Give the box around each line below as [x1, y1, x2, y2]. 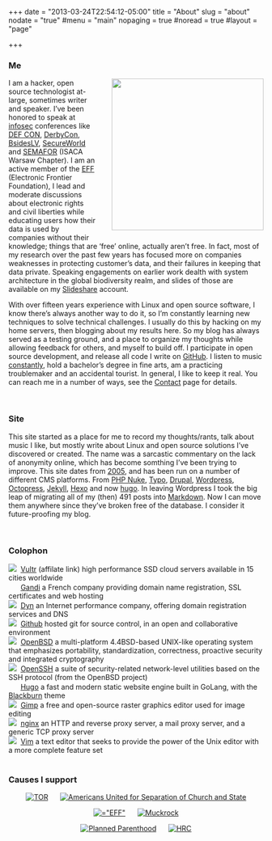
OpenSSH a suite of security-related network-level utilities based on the [19, 663, 261, 674]
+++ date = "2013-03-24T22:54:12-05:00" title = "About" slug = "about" [8, 7, 250, 16]
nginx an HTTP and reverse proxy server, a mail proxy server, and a [19, 718, 245, 728]
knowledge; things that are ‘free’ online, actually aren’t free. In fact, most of [8, 242, 260, 251]
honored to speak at [8, 112, 76, 122]
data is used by [8, 224, 60, 234]
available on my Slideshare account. [8, 285, 130, 294]
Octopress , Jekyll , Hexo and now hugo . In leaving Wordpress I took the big [8, 483, 257, 492]
